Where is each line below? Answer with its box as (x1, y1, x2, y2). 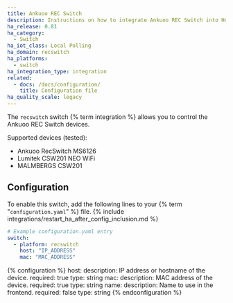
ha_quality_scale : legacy (7, 94, 82, 101)
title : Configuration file (19, 87, 98, 94)
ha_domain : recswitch (7, 49, 70, 56)
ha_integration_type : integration (7, 68, 107, 75)
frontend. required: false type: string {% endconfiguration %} (7, 288, 182, 297)
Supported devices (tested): (7, 134, 88, 142)
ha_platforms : (7, 55, 49, 62)
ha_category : (7, 29, 45, 37)
